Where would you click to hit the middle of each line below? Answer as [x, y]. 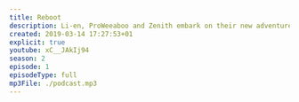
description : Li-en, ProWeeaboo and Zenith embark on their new [131, 26]
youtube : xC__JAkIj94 [49, 51]
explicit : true [37, 42]
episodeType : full [43, 75]
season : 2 [28, 59]
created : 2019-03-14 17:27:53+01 [71, 34]
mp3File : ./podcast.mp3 [53, 83]
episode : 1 [29, 67]
